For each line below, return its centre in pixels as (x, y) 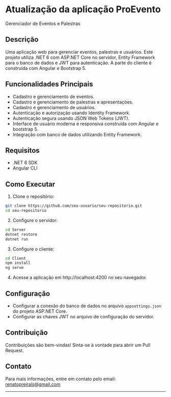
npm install (18, 263)
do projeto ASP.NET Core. (40, 311)
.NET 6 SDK (25, 163)
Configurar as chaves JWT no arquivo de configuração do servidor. (83, 317)
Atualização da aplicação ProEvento (83, 9)
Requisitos (22, 150)
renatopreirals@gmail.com (33, 384)
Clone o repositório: (33, 196)
